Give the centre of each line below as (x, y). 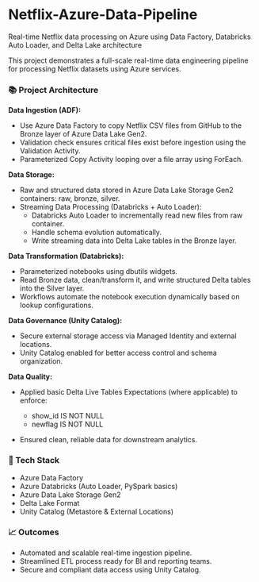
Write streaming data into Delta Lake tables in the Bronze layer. (134, 241)
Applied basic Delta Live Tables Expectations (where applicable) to (129, 392)
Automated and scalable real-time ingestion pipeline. (106, 553)
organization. (41, 361)
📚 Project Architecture (53, 90)
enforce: (33, 401)
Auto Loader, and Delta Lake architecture (75, 44)
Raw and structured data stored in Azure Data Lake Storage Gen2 (126, 190)
